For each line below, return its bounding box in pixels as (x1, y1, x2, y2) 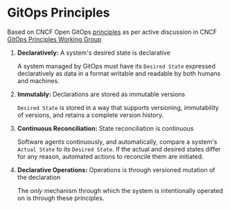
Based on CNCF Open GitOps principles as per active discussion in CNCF (7, 28, 217, 36)
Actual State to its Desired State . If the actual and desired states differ (17, 145, 221, 153)
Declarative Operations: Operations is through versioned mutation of (17, 165, 216, 174)
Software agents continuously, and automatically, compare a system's (17, 137, 218, 146)
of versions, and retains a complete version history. (17, 111, 164, 119)
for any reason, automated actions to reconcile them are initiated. (17, 152, 204, 161)
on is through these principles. (17, 194, 105, 202)
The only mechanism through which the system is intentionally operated (17, 186, 223, 194)
